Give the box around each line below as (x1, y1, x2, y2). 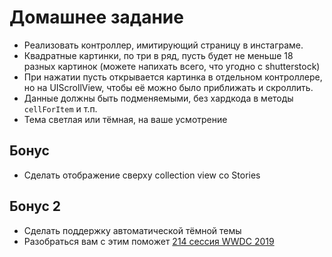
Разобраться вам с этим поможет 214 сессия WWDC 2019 (23, 235, 275, 247)
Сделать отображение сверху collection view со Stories (23, 169, 261, 181)
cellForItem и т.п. (23, 102, 98, 115)
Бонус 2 (9, 198, 61, 215)
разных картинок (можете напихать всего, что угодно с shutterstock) (23, 60, 321, 72)
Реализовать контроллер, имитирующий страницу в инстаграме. (23, 39, 304, 51)
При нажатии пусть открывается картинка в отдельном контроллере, (23, 71, 323, 83)
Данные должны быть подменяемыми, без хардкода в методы (23, 92, 294, 104)
